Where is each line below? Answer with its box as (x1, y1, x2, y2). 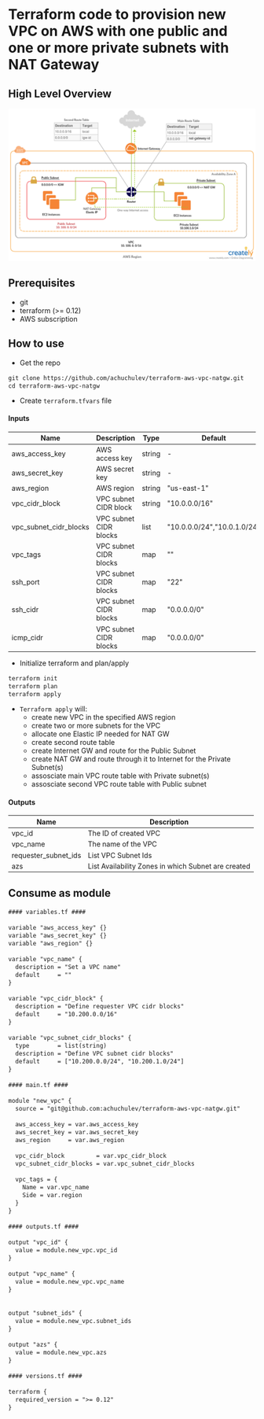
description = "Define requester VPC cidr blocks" (15, 1003, 185, 1011)
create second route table (31, 738, 115, 747)
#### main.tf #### (8, 1082, 68, 1089)
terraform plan (8, 683, 58, 691)
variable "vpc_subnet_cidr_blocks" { (8, 1034, 132, 1042)
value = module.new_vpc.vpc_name (15, 1278, 125, 1286)
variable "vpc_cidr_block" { (8, 995, 104, 1003)
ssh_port (11, 577, 40, 587)
